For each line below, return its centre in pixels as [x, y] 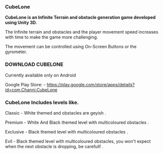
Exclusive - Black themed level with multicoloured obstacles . [67, 132]
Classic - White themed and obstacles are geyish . [56, 113]
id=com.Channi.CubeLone [31, 90]
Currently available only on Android [41, 75]
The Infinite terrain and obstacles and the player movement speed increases [82, 32]
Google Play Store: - [25, 84]
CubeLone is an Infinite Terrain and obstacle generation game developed [81, 18]
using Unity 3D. [21, 22]
